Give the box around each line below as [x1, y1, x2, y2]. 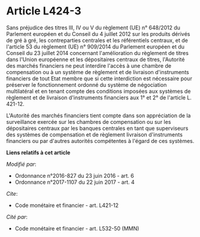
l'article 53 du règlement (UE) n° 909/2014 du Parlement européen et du [6, 43, 184, 50]
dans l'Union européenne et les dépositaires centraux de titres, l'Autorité [6, 56, 185, 63]
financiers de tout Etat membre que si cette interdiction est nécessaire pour [6, 75, 193, 82]
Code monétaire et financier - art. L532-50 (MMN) [14, 224, 140, 232]
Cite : [6, 190, 18, 197]
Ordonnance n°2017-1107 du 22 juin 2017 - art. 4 [14, 178, 135, 186]
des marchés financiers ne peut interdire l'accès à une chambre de [6, 62, 172, 69]
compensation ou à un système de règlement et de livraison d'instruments [6, 68, 190, 75]
